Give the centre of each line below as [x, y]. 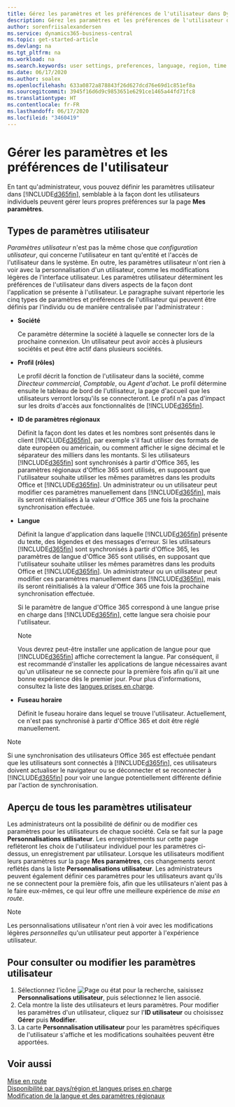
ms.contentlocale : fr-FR [43, 105]
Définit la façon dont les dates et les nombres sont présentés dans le [116, 433]
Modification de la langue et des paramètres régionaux [86, 1096]
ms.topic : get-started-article [53, 40]
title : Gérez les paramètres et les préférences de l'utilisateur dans [114, 14]
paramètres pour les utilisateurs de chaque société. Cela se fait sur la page [115, 831]
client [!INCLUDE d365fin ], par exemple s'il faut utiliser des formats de [118, 441]
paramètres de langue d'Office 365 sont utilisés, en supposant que [114, 557]
